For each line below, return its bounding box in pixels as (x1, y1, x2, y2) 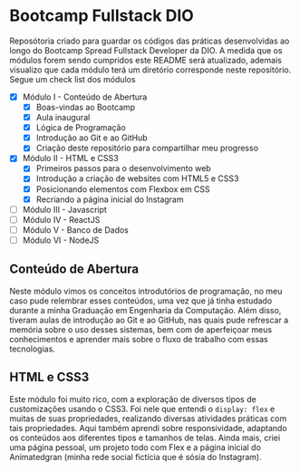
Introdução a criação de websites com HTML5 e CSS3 (35, 173, 239, 184)
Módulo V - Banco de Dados (22, 224, 129, 235)
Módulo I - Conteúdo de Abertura (22, 91, 148, 102)
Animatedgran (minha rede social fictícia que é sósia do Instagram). (9, 451, 262, 462)
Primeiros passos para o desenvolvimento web (35, 163, 211, 174)
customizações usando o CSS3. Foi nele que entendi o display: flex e (9, 403, 276, 414)
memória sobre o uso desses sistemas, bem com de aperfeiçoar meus (9, 323, 273, 335)
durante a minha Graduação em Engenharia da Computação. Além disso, (9, 304, 282, 315)
